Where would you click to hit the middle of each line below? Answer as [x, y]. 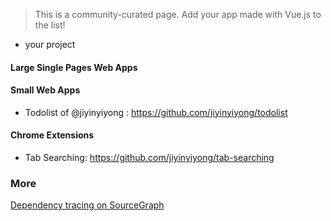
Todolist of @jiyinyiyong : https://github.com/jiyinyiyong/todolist [156, 112]
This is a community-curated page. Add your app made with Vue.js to [178, 14]
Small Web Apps [45, 90]
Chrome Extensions [52, 135]
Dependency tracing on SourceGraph [87, 205]
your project [50, 44]
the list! [50, 25]
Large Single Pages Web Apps [74, 67]
